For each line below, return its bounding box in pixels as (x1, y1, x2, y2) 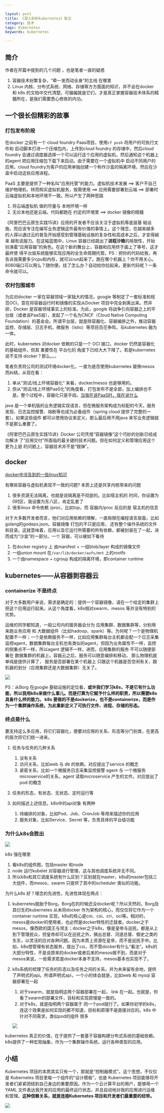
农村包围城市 (5, 282, 36, 288)
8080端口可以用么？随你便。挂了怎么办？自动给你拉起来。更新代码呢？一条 (5, 262, 157, 268)
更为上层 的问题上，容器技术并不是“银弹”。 (5, 443, 92, 449)
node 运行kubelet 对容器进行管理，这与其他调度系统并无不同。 (12, 868, 138, 874)
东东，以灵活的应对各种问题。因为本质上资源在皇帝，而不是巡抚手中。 (12, 938, 154, 943)
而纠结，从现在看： (5, 370, 44, 375)
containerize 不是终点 (5, 588, 57, 594)
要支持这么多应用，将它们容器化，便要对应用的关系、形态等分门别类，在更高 (5, 728, 159, 734)
